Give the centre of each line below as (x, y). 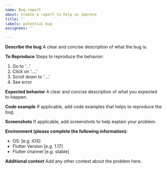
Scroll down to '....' (31, 77)
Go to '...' (21, 66)
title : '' (15, 19)
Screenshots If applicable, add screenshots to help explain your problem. (81, 122)
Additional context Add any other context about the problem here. (74, 161)
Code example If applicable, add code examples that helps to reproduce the (83, 107)
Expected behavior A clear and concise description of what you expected (81, 92)
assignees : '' (20, 28)
